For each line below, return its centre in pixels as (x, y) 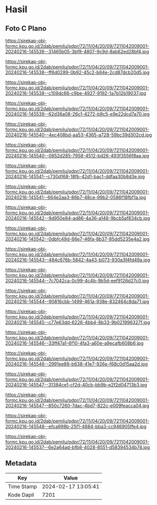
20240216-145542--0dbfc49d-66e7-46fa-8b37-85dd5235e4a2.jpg (77, 239)
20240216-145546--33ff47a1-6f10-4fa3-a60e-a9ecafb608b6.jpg (74, 343)
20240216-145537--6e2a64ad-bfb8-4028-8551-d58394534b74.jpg (78, 447)
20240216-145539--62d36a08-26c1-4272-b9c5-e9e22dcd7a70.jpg (77, 114)
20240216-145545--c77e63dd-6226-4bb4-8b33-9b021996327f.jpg (78, 322)
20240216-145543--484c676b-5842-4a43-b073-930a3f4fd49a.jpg (78, 260)
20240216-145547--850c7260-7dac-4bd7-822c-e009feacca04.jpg (77, 406)
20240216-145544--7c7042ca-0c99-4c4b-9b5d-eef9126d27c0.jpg (77, 281)
